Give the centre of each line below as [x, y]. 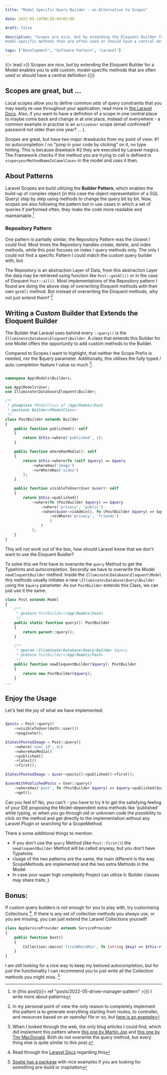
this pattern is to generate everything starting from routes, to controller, [85, 1012]
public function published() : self [51, 429]
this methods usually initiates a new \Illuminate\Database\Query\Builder [80, 580]
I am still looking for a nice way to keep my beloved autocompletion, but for [82, 966]
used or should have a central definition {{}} [50, 75]
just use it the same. [26, 590]
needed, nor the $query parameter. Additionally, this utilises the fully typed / [83, 359]
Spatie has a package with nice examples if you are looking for [77, 1062]
